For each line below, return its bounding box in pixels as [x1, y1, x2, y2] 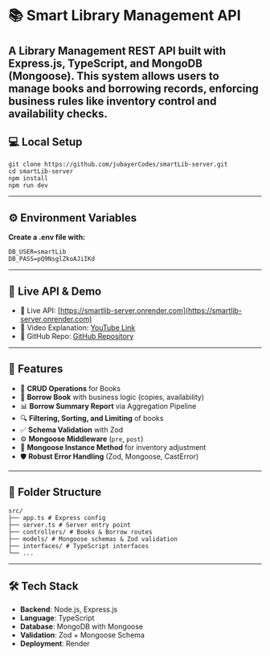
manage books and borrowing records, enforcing [8, 81, 260, 95]
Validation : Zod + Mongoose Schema [19, 630, 145, 640]
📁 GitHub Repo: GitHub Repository [19, 332, 134, 341]
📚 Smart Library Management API [8, 6, 241, 25]
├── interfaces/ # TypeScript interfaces [8, 542, 149, 550]
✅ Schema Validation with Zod [19, 424, 124, 435]
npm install [8, 175, 48, 183]
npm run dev [8, 182, 48, 190]
